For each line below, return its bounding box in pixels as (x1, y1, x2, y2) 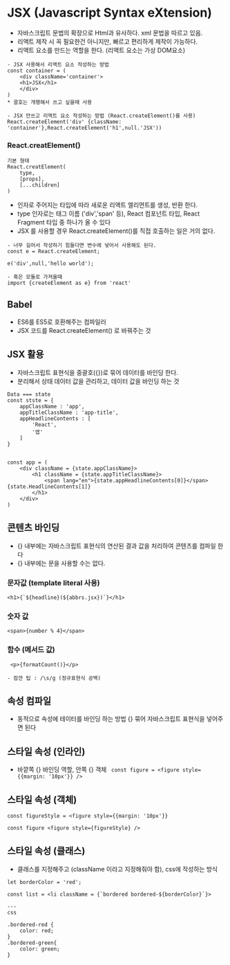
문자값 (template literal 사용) (7, 577, 100, 587)
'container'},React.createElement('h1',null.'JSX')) (7, 124, 162, 131)
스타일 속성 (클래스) (7, 845, 86, 857)
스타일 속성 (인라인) (7, 745, 86, 757)
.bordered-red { (7, 921, 54, 928)
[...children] (19, 182, 60, 189)
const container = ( (7, 67, 67, 74)
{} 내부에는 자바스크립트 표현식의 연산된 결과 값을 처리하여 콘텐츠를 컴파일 (17, 541, 216, 550)
